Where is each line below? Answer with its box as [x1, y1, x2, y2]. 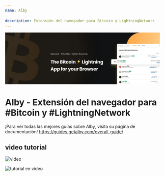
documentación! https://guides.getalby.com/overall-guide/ [5, 129, 124, 135]
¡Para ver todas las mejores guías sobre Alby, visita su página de [5, 123, 136, 130]
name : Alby [5, 8, 27, 13]
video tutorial [5, 143, 47, 151]
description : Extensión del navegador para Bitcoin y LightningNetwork [5, 18, 155, 23]
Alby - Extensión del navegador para [5, 97, 157, 108]
